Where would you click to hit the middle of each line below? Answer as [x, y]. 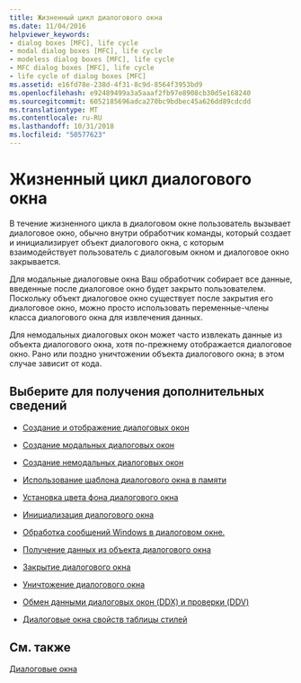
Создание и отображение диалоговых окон [106, 427]
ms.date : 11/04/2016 [48, 26]
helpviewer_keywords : [50, 34]
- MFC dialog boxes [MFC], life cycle [82, 68]
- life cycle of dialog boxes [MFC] [78, 76]
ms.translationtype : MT [54, 110]
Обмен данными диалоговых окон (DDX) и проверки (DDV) [136, 602]
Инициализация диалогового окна [88, 515]
